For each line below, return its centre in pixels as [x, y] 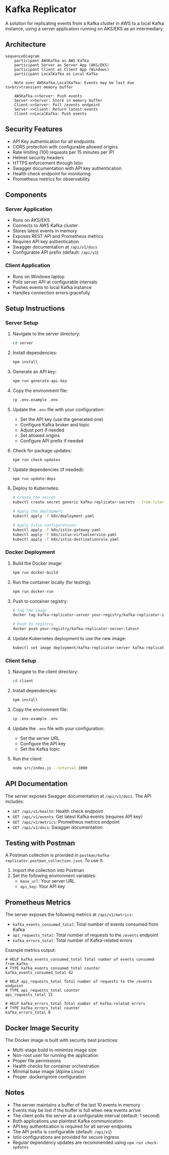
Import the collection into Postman [48, 871]
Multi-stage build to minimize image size [54, 1050]
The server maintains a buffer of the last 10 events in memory [76, 1104]
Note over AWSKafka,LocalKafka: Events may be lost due [74, 83]
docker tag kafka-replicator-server [51, 615]
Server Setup [22, 323]
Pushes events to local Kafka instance [52, 287]
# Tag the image [30, 610]
